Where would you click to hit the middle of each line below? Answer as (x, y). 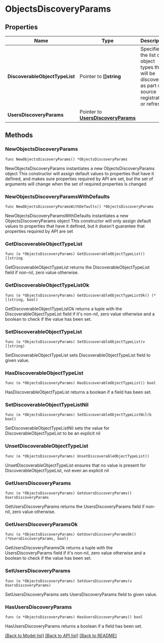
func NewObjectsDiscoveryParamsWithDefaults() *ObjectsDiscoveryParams (79, 207)
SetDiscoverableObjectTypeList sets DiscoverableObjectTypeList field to (78, 355)
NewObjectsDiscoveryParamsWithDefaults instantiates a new (67, 215)
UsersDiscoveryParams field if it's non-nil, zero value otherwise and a (75, 553)
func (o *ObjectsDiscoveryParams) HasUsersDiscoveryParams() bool (74, 617)
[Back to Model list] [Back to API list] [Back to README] (61, 635)
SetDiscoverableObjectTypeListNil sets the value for (57, 428)
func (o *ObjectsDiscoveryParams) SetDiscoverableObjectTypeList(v (75, 342)
